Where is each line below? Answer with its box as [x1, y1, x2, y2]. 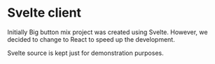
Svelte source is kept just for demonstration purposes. [7, 49, 164, 57]
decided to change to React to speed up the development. [7, 35, 175, 43]
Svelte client [7, 5, 82, 21]
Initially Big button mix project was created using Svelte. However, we [7, 28, 208, 36]
